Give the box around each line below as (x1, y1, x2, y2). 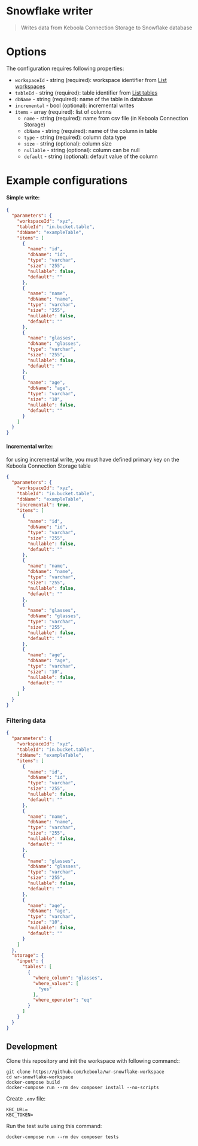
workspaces (14, 83, 46, 90)
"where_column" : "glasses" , (32, 975, 103, 981)
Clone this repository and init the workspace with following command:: (6, 1057, 181, 1065)
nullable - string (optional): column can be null (23, 146, 140, 153)
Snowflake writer (6, 4, 93, 18)
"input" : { (17, 958, 44, 965)
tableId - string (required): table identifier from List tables (14, 89, 158, 96)
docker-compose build (6, 1080, 60, 1086)
